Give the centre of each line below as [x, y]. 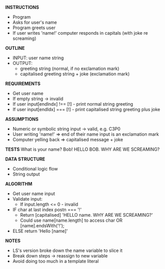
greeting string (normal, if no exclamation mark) [70, 68]
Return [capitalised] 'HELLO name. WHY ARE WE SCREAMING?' [86, 215]
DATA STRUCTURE [25, 159]
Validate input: [27, 199]
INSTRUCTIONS [22, 7]
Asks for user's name [35, 22]
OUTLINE [15, 48]
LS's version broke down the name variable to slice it [67, 250]
